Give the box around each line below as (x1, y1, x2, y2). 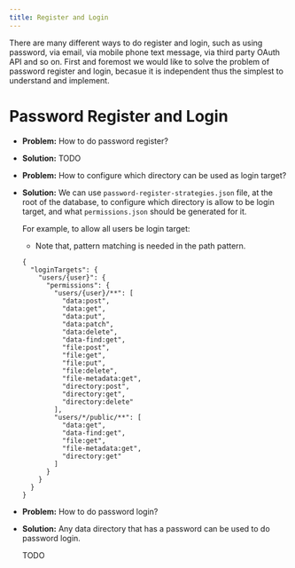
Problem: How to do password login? (21, 506, 159, 517)
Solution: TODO (21, 153, 82, 163)
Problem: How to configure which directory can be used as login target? (21, 170, 287, 180)
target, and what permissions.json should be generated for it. (21, 206, 247, 217)
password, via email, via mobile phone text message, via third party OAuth (9, 46, 281, 58)
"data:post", (61, 296, 111, 305)
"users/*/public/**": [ (54, 413, 142, 422)
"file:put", (61, 359, 106, 367)
